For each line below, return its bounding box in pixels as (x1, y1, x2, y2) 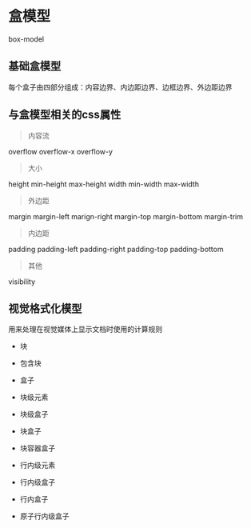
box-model (8, 34, 45, 44)
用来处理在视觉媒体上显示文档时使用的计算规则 (8, 325, 162, 334)
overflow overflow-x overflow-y (8, 146, 114, 156)
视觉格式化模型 (8, 302, 82, 315)
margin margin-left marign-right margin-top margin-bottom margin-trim (8, 211, 244, 221)
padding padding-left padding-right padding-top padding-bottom (8, 244, 224, 254)
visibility (8, 277, 36, 286)
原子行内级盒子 (19, 511, 70, 521)
